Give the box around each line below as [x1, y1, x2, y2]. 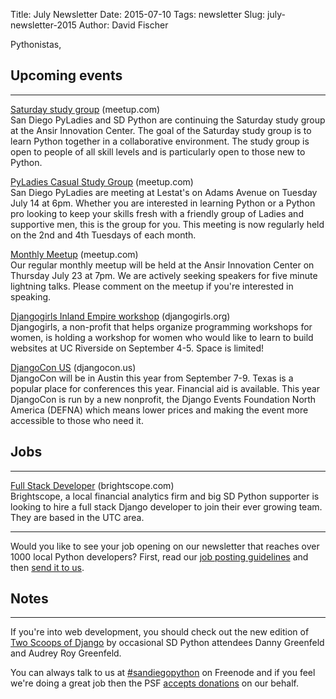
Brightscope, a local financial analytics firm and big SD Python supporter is [10, 490, 320, 502]
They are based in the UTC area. [10, 511, 145, 523]
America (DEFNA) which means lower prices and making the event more [10, 404, 309, 416]
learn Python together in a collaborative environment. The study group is [10, 135, 310, 147]
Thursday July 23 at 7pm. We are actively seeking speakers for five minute [10, 269, 318, 281]
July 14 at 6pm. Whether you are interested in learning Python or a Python [10, 197, 316, 209]
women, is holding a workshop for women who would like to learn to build [10, 331, 314, 343]
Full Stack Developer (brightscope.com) [10, 479, 175, 491]
